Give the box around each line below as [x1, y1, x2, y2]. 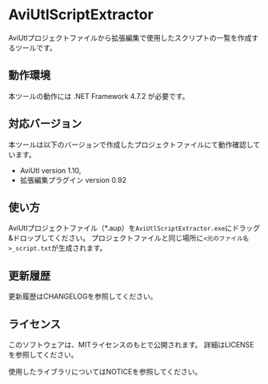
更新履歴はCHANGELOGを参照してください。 [8, 291, 158, 301]
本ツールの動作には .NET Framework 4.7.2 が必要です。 [8, 91, 190, 101]
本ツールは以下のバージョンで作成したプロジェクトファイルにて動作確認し [8, 140, 254, 149]
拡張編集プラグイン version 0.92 [19, 175, 126, 184]
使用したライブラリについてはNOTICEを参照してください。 [8, 367, 202, 376]
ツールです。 [14, 42, 58, 53]
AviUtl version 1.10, [19, 165, 82, 175]
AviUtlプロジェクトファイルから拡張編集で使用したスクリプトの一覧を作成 [8, 33, 252, 42]
